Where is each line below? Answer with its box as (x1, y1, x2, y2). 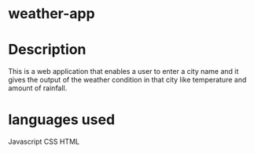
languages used (8, 111, 116, 129)
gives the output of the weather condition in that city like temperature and (8, 75, 247, 85)
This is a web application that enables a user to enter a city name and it (8, 67, 239, 76)
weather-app (8, 5, 96, 23)
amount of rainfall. (8, 83, 68, 93)
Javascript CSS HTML (8, 137, 80, 146)
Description (8, 41, 87, 59)
